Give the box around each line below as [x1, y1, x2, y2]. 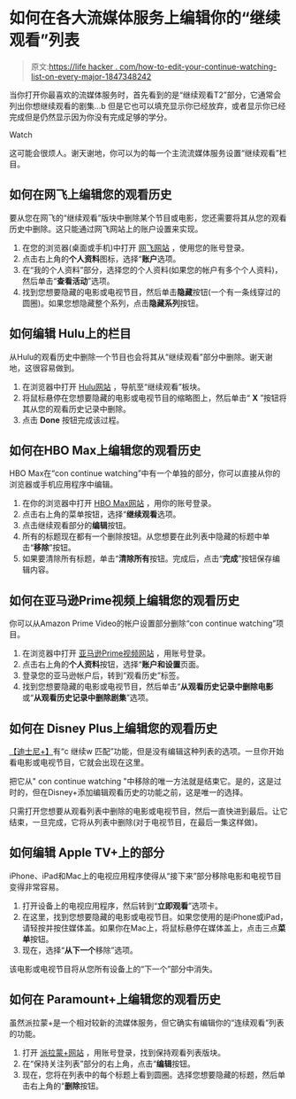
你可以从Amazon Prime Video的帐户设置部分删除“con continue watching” [9, 618, 277, 629]
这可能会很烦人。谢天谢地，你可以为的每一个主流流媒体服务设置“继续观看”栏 [9, 147, 287, 158]
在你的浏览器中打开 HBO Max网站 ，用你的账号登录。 [21, 498, 216, 509]
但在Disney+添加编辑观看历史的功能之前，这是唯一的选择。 [32, 787, 248, 798]
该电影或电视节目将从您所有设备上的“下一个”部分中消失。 [9, 963, 218, 974]
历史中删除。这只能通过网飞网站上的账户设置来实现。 [9, 223, 203, 234]
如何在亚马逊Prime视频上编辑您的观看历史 [9, 593, 240, 608]
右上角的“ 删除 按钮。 [29, 1080, 103, 1091]
